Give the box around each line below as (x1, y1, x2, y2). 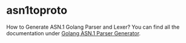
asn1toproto (6, 4, 68, 17)
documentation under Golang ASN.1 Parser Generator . (6, 29, 141, 36)
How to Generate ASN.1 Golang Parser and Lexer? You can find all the (6, 23, 180, 30)
